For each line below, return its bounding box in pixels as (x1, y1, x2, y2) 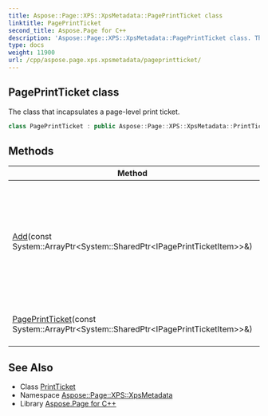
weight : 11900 (8, 49, 56, 57)
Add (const (12, 231, 52, 242)
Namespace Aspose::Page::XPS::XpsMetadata (19, 390, 173, 400)
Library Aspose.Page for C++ (19, 399, 117, 409)
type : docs (8, 41, 45, 49)
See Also (8, 360, 53, 375)
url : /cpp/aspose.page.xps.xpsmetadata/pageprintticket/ (8, 57, 202, 65)
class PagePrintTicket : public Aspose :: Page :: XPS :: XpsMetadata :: (8, 122, 234, 130)
